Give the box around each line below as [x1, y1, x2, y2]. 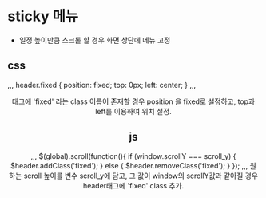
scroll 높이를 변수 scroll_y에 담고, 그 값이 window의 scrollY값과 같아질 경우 [23, 171, 259, 180]
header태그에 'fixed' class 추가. [82, 180, 185, 190]
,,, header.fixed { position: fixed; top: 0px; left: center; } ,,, [7, 80, 197, 89]
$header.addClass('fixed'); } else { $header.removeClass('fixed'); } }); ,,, [10, 160, 248, 170]
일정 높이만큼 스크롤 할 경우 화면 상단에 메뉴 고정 [18, 35, 171, 45]
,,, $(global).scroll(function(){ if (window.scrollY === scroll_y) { [30, 151, 236, 160]
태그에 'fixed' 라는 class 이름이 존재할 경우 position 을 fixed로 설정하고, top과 [11, 97, 256, 106]
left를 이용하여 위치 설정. [94, 106, 173, 116]
